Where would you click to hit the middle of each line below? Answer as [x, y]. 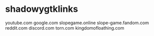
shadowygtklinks [42, 9]
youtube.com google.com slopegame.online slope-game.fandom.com [77, 23]
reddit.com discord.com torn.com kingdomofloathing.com [65, 28]
